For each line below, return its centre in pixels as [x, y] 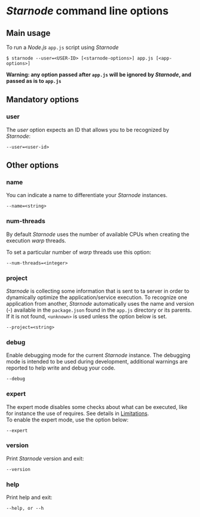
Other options [33, 165]
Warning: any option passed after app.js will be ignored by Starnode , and [99, 75]
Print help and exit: [29, 497]
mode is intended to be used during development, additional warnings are [97, 362]
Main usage [28, 33]
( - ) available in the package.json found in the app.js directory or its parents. [99, 310]
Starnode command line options [87, 11]
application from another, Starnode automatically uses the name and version [100, 303]
